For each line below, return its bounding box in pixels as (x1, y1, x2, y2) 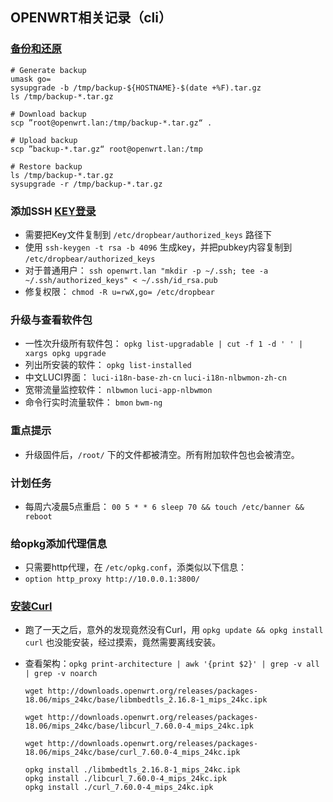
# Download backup (10, 109, 87, 119)
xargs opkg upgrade (24, 349, 107, 359)
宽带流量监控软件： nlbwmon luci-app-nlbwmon (24, 384, 213, 396)
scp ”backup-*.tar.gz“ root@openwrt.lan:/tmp (10, 144, 203, 154)
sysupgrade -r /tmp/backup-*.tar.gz (10, 179, 163, 189)
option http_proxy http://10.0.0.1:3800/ (24, 574, 200, 585)
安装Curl (10, 599, 53, 613)
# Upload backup (10, 135, 78, 145)
